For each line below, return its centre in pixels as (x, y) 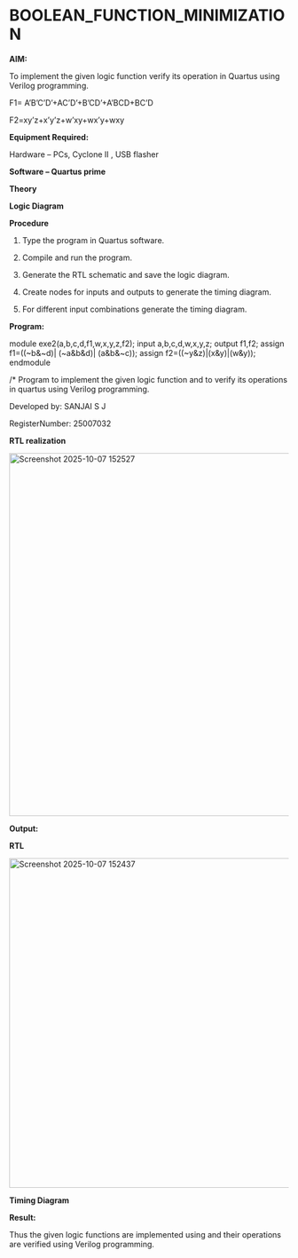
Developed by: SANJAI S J (58, 406)
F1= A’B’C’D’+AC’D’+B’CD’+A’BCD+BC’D (81, 102)
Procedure (29, 223)
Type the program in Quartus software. (93, 240)
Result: (23, 1217)
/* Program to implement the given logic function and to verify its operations (149, 379)
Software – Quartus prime (58, 171)
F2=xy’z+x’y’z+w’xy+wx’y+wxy (67, 120)
